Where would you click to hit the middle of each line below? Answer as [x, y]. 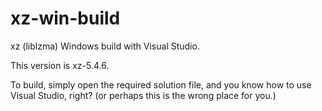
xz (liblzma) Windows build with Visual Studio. [105, 46]
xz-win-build [65, 18]
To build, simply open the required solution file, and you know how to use [161, 84]
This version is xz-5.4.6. [60, 65]
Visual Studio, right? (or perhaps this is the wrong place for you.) [143, 95]
